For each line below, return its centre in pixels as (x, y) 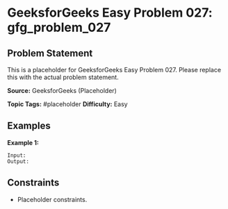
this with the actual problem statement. (63, 77)
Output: (18, 161)
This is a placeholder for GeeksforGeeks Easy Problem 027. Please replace (114, 70)
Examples (29, 126)
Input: (17, 155)
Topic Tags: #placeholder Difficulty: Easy (67, 104)
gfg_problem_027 (59, 27)
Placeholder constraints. (52, 199)
